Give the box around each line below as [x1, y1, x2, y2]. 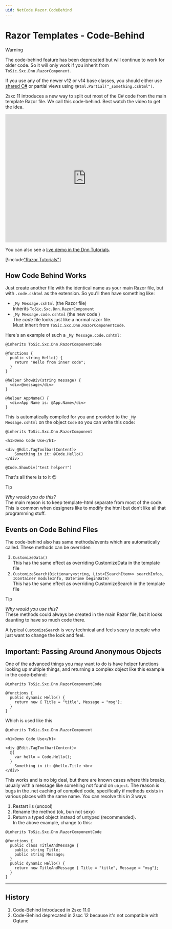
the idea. [5, 104, 24, 110]
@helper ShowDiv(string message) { [5, 378, 81, 383]
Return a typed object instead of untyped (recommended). [12, 814, 137, 820]
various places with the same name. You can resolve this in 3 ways [5, 793, 147, 799]
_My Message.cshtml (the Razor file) [12, 300, 87, 306]
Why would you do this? [5, 494, 56, 500]
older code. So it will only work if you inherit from [5, 62, 109, 68]
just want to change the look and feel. [5, 632, 85, 638]
